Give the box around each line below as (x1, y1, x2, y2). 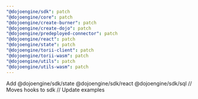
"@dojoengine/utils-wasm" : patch (6, 63, 89, 70)
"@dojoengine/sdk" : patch (6, 8, 70, 15)
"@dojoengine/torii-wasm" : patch (6, 53, 89, 59)
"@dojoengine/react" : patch (6, 36, 76, 42)
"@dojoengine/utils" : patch (6, 58, 76, 64)
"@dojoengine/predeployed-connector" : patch (6, 31, 118, 37)
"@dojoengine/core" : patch (6, 14, 73, 20)
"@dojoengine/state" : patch (6, 42, 76, 48)
